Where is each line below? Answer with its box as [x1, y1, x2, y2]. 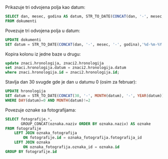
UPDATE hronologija [5, 88, 46, 94]
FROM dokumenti [5, 18, 37, 23]
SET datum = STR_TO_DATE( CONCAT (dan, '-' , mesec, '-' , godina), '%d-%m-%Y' [5, 42, 164, 47]
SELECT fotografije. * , [5, 116, 52, 121]
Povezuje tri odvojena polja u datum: [5, 27, 80, 33]
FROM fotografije [5, 126, 41, 131]
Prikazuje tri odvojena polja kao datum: [5, 4, 85, 10]
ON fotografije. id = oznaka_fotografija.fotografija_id [23, 135, 142, 140]
